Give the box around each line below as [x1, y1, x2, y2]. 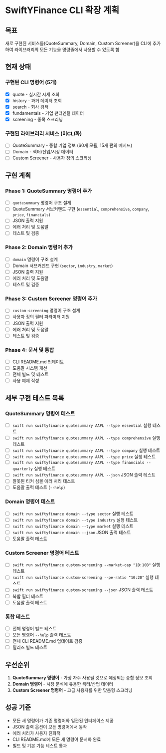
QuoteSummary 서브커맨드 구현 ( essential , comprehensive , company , [12, 206, 150, 212]
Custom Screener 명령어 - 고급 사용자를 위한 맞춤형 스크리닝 [12, 687, 133, 693]
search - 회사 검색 [12, 104, 49, 110]
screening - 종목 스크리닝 [12, 116, 63, 122]
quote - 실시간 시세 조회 [12, 91, 60, 97]
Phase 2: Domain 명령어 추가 [5, 244, 73, 251]
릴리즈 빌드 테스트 [12, 644, 47, 650]
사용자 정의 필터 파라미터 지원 [12, 314, 70, 320]
